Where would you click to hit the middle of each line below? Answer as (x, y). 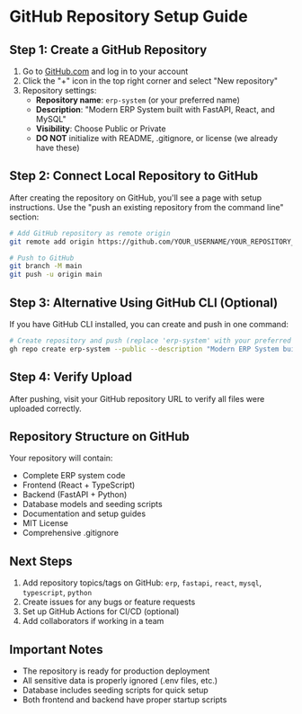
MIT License (45, 523)
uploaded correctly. (46, 408)
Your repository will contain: (61, 458)
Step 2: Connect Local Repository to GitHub (134, 176)
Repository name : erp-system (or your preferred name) (138, 100)
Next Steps (41, 561)
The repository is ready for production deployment (116, 671)
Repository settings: (59, 90)
